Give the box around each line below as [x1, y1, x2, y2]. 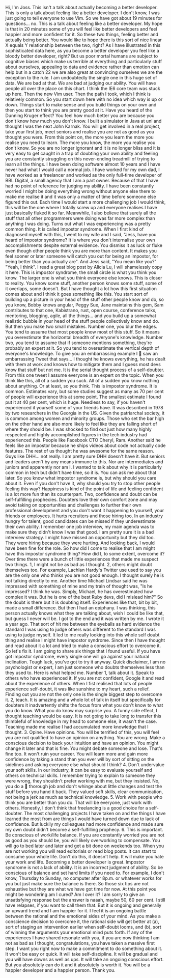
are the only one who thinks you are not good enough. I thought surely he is [5, 572, 164, 578]
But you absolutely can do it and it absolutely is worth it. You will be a [5, 962, 150, 968]
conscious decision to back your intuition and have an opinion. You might [5, 740, 159, 746]
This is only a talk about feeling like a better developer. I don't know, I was [5, 10, 160, 16]
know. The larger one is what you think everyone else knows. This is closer [5, 275, 162, 281]
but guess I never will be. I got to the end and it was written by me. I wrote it [5, 616, 164, 622]
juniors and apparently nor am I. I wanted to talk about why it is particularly [5, 464, 162, 470]
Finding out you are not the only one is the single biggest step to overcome [5, 691, 162, 697]
